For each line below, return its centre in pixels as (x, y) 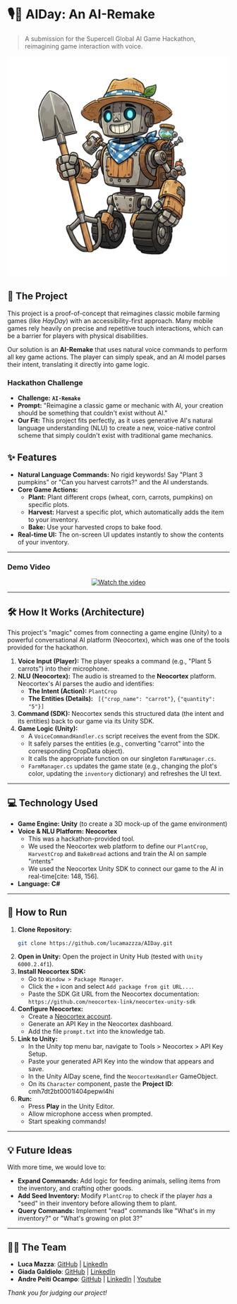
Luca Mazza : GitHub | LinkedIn (62, 1265)
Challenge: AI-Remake (49, 398)
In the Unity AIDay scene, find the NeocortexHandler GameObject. (123, 1076)
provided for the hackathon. (48, 647)
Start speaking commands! (67, 1121)
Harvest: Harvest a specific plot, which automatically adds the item (126, 512)
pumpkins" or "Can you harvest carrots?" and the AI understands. (113, 482)
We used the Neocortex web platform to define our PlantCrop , (118, 846)
